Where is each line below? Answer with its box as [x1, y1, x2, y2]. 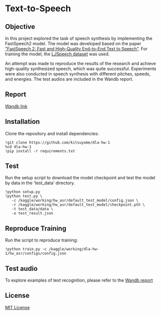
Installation [5, 118, 40, 126]
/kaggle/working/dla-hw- [48, 247, 99, 252]
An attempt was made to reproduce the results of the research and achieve [5, 61, 156, 66]
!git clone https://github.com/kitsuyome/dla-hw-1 [5, 140, 110, 145]
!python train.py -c [5, 247, 47, 252]
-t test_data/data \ [11, 207, 54, 212]
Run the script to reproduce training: [5, 237, 78, 243]
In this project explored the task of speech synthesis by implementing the [5, 35, 153, 41]
